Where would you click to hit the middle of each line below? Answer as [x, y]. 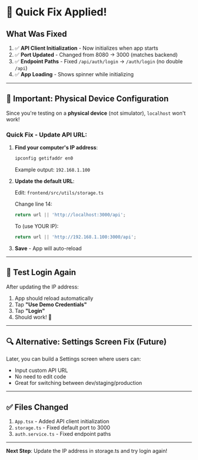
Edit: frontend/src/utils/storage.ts [59, 192]
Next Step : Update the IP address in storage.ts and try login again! [87, 451]
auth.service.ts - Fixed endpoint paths [63, 434]
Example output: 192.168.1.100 [52, 169]
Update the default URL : [44, 181]
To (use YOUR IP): [37, 226]
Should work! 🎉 [33, 317]
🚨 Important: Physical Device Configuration [88, 99]
